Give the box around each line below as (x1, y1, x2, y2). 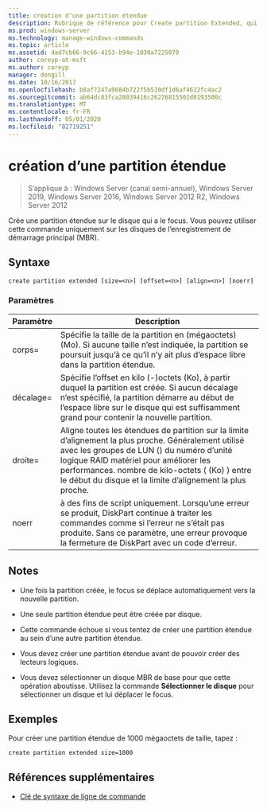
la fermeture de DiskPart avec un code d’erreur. (60, 537, 238, 548)
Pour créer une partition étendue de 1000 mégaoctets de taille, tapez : (8, 733, 238, 743)
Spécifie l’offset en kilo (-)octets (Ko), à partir (60, 372, 231, 383)
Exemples (8, 713, 58, 725)
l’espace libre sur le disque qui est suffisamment (60, 401, 241, 412)
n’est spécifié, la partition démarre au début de (60, 392, 234, 403)
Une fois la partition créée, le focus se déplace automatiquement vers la (19, 585, 256, 595)
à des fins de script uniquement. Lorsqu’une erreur (60, 497, 250, 508)
